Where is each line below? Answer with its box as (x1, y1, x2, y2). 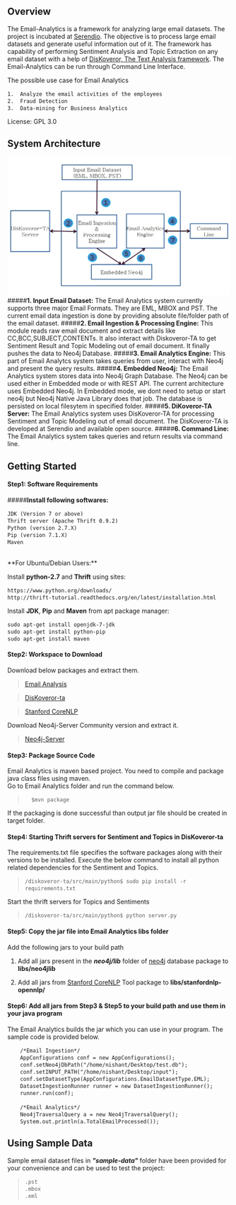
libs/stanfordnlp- (170, 978, 222, 987)
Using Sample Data (7, 1138, 93, 1150)
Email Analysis (24, 679, 67, 688)
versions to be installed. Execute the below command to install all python (7, 856, 219, 865)
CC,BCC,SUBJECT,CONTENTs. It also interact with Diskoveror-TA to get (7, 334, 217, 343)
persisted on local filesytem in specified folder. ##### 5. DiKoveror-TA (7, 402, 213, 411)
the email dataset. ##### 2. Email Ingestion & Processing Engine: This (7, 319, 213, 328)
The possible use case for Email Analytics (7, 76, 129, 84)
